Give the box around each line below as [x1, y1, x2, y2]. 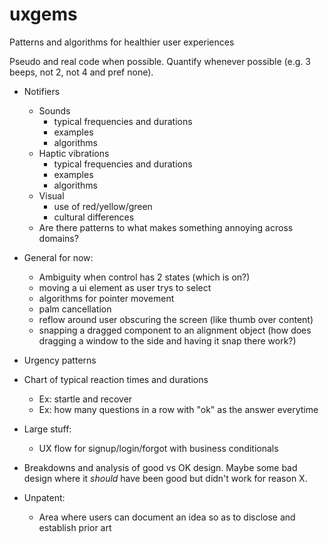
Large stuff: [23, 423, 72, 435]
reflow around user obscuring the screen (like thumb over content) [38, 313, 314, 325]
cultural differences [53, 211, 135, 223]
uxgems [9, 3, 78, 26]
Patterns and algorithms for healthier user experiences [9, 36, 235, 48]
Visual [38, 189, 65, 202]
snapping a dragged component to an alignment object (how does [38, 324, 312, 336]
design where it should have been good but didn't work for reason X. [23, 472, 308, 484]
